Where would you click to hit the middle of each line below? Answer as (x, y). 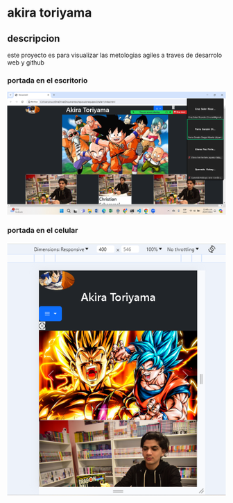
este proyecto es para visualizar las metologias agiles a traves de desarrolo (115, 55)
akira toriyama (50, 13)
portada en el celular (43, 231)
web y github (26, 63)
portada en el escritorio (48, 80)
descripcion (34, 39)
